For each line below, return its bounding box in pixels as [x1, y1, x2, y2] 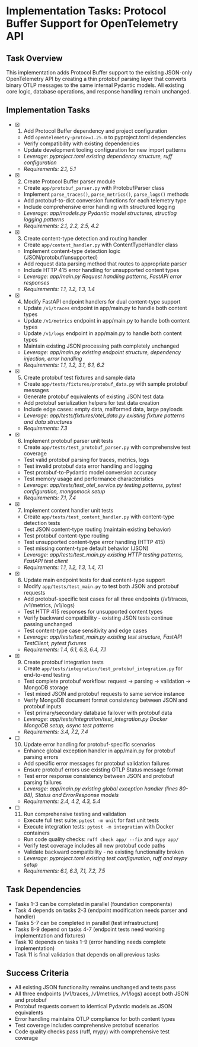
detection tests [23, 519, 60, 526]
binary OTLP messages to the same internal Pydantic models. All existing [6, 82, 184, 89]
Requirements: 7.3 [23, 424, 68, 432]
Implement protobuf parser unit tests [23, 437, 114, 444]
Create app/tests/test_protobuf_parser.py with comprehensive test [23, 443, 191, 451]
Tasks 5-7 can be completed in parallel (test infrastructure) [14, 919, 159, 926]
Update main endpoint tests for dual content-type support [23, 576, 165, 583]
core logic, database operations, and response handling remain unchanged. [6, 88, 191, 95]
